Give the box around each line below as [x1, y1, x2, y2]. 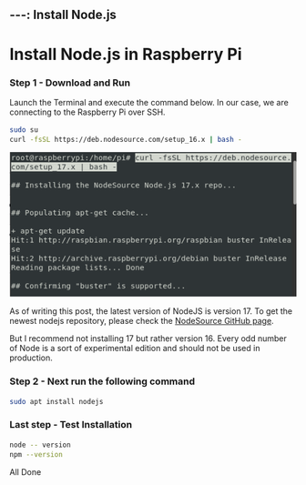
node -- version [9, 440, 71, 450]
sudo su [9, 125, 39, 135]
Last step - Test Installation [9, 419, 133, 431]
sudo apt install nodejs [9, 397, 104, 406]
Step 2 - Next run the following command [9, 375, 196, 388]
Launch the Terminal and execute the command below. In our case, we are [9, 96, 289, 107]
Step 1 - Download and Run [9, 76, 130, 89]
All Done [9, 466, 42, 477]
